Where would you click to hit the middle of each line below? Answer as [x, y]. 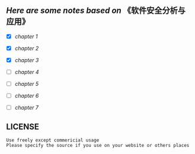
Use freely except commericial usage [53, 140]
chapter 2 [27, 48]
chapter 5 [27, 84]
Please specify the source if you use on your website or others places [98, 146]
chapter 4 [27, 72]
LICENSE [23, 126]
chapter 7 [26, 108]
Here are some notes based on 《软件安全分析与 [96, 11]
